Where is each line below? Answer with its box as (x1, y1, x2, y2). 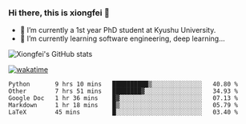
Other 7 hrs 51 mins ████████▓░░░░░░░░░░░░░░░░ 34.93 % (8, 87, 239, 95)
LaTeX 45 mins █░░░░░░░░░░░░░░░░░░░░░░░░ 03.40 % (8, 108, 239, 117)
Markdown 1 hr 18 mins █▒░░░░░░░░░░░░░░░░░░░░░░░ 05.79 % (8, 102, 239, 110)
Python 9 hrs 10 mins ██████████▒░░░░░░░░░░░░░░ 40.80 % (8, 80, 239, 89)
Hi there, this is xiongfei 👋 (8, 7, 110, 18)
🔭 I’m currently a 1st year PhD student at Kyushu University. (19, 26, 216, 35)
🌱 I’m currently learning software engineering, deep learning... (19, 34, 226, 43)
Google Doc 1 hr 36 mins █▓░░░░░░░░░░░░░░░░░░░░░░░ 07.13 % (8, 94, 239, 102)
